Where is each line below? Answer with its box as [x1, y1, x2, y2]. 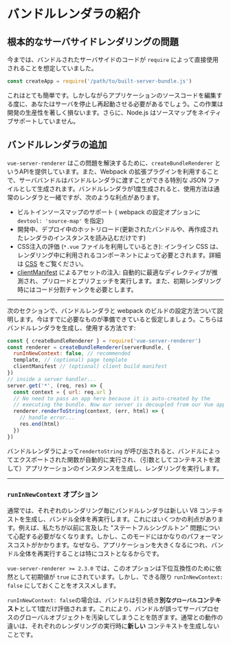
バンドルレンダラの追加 [7, 139, 108, 151]
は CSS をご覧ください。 [16, 259, 87, 267]
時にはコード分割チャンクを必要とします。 [16, 285, 137, 294]
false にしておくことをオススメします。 [7, 581, 120, 589]
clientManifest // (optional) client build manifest [13, 363, 168, 370]
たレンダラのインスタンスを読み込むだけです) [16, 234, 146, 242]
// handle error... [19, 414, 76, 421]
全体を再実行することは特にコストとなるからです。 [19, 549, 163, 557]
